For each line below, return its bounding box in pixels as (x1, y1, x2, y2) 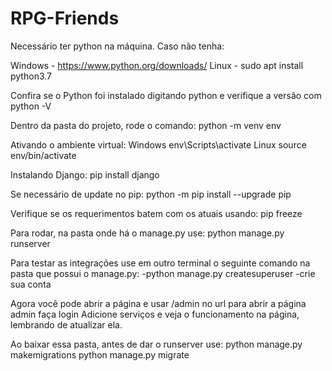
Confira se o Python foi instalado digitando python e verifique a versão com (10, 89, 322, 101)
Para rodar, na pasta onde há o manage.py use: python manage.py (10, 227, 285, 239)
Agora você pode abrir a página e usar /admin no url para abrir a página (10, 297, 307, 309)
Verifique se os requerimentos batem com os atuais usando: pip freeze (10, 207, 303, 219)
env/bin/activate (10, 149, 77, 161)
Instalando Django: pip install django (10, 168, 160, 181)
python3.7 (10, 70, 52, 82)
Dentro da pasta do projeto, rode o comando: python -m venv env (10, 119, 282, 131)
